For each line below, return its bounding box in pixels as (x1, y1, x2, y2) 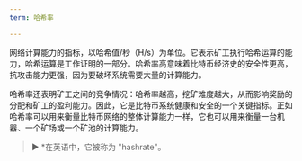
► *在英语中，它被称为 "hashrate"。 (31, 141, 166, 152)
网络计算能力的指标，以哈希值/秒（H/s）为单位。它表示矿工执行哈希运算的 (9, 47, 285, 58)
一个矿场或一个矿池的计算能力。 (24, 122, 144, 133)
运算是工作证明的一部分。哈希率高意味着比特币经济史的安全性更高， (40, 58, 293, 68)
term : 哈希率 (9, 13, 54, 22)
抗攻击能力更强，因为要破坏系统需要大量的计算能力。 (9, 69, 207, 80)
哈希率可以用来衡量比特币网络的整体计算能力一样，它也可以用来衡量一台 (9, 111, 277, 121)
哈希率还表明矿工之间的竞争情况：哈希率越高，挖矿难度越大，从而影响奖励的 (9, 88, 293, 99)
